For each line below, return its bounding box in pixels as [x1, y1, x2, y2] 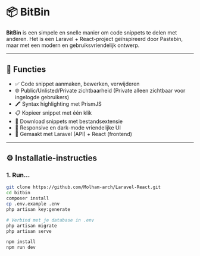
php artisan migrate [6, 223, 58, 229]
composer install [6, 195, 49, 201]
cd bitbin [6, 190, 31, 196]
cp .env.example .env [6, 201, 60, 207]
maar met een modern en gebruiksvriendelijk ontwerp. [6, 42, 140, 49]
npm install [6, 239, 36, 245]
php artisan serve [6, 228, 52, 234]
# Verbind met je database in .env [6, 217, 95, 223]
